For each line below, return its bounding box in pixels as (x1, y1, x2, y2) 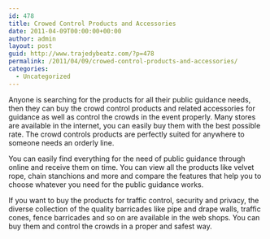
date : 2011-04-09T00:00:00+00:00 (8, 27, 122, 35)
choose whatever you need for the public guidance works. (8, 180, 204, 189)
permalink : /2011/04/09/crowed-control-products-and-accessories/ (8, 58, 238, 66)
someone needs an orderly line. (8, 137, 115, 147)
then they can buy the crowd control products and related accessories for (8, 103, 256, 113)
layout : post (8, 42, 53, 50)
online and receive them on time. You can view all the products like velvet (8, 162, 255, 172)
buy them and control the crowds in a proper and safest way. (8, 221, 213, 231)
